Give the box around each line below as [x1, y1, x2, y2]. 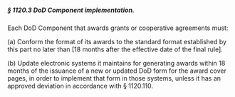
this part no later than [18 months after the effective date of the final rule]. [7, 45, 223, 53]
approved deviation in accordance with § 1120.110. [7, 81, 153, 90]
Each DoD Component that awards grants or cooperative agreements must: [7, 24, 229, 32]
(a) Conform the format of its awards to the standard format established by [7, 37, 226, 46]
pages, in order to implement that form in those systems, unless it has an [7, 73, 221, 82]
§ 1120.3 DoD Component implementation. [7, 6, 135, 14]
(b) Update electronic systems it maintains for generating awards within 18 [7, 58, 226, 67]
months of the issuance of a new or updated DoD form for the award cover [7, 66, 226, 75]
